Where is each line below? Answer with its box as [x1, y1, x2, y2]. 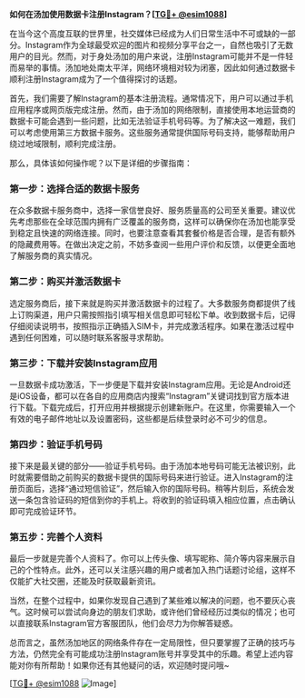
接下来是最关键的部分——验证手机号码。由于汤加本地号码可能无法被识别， [9, 461, 288, 472]
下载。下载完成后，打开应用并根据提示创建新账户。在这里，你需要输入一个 [16, 402, 296, 413]
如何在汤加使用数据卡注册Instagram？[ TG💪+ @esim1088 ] [9, 9, 228, 19]
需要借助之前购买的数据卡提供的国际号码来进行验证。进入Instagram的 [25, 472, 286, 483]
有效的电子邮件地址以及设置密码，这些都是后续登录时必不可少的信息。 [9, 413, 272, 424]
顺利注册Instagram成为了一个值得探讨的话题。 [9, 74, 182, 85]
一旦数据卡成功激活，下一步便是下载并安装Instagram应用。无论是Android [9, 379, 283, 390]
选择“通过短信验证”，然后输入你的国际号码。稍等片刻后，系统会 [48, 484, 288, 494]
